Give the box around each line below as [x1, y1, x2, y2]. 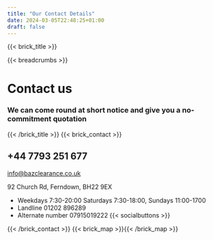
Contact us [7, 80, 73, 97]
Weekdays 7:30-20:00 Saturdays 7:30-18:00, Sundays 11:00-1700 [17, 196, 206, 204]
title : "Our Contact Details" [7, 10, 96, 17]
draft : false [7, 23, 45, 30]
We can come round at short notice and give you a [7, 106, 181, 115]
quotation [52, 114, 87, 124]
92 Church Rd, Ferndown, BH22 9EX [7, 183, 112, 191]
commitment [7, 114, 52, 124]
